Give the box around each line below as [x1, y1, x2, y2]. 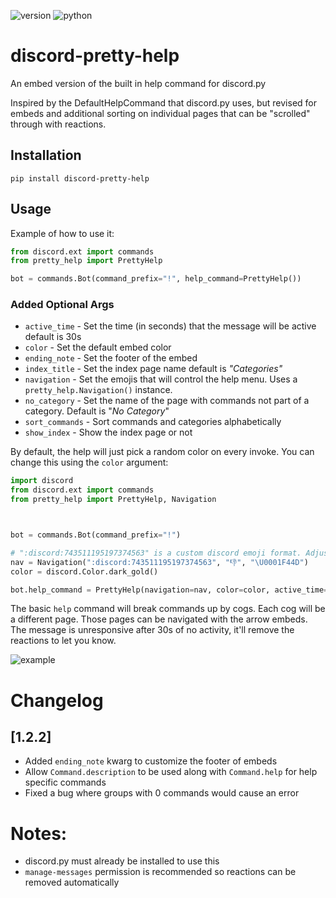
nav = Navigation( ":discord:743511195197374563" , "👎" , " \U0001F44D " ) [10, 557, 309, 567]
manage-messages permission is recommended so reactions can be [24, 866, 297, 878]
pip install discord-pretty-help [10, 173, 150, 184]
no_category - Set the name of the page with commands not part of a [24, 395, 310, 407]
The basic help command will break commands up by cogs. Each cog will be [10, 603, 326, 615]
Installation [10, 147, 82, 164]
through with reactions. [10, 118, 107, 130]
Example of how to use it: [10, 227, 115, 239]
